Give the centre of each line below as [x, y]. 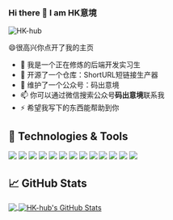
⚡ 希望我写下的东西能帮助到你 [70, 108]
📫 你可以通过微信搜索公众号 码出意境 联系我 [92, 95]
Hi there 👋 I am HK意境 [53, 12]
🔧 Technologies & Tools [68, 136]
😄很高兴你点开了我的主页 [51, 48]
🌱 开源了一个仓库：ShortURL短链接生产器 [89, 75]
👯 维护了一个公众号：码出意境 [70, 85]
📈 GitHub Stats [48, 183]
